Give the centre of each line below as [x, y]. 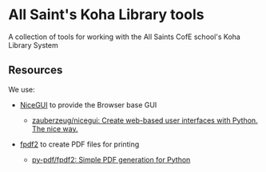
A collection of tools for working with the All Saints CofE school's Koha [125, 37]
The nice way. [55, 128]
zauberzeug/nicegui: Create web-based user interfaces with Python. [145, 120]
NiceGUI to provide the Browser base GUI [88, 104]
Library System [33, 45]
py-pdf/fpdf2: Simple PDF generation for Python [111, 159]
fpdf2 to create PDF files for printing [79, 144]
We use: [22, 89]
